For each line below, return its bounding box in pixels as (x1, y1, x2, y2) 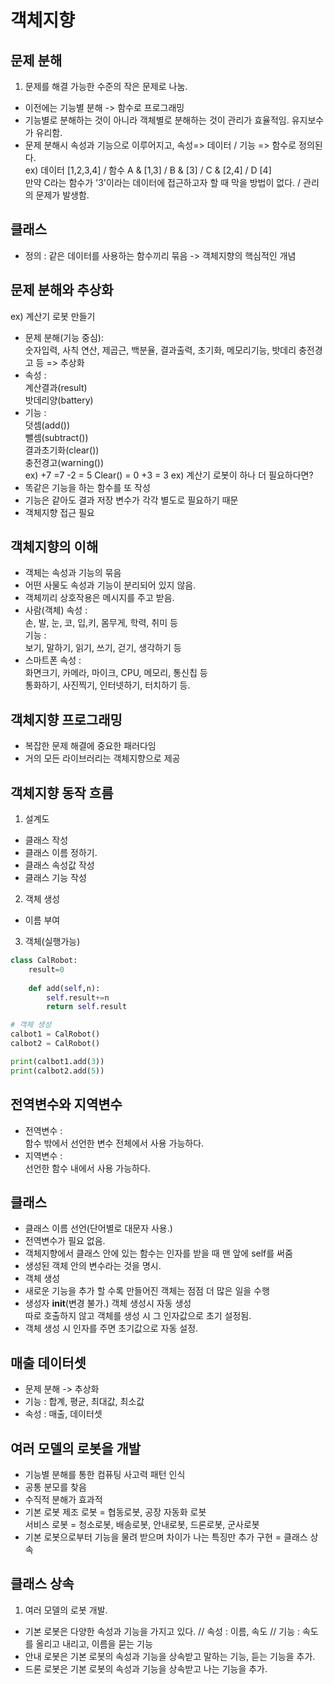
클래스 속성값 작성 (24, 859, 95, 871)
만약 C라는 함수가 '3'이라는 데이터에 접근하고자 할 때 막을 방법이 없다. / (24, 177, 302, 188)
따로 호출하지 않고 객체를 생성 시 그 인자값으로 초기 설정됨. (24, 1310, 252, 1322)
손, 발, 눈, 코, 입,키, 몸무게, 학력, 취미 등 (24, 617, 178, 629)
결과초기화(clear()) (24, 444, 100, 456)
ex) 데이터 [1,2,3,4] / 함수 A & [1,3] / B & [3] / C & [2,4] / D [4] (24, 164, 272, 176)
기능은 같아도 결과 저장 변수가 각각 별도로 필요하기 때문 (24, 494, 239, 506)
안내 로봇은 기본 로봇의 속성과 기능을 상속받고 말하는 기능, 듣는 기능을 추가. (24, 1650, 316, 1662)
